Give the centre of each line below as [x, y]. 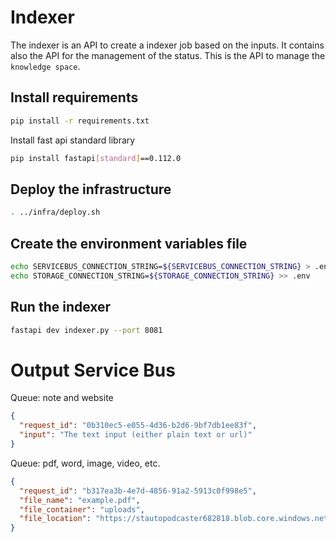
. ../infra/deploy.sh [55, 212]
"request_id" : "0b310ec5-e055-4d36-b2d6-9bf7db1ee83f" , [138, 426]
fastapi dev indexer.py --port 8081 [86, 330]
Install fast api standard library [73, 140]
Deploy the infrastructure [91, 189]
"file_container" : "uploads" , [82, 509]
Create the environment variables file [129, 243]
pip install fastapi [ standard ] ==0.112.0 [96, 158]
